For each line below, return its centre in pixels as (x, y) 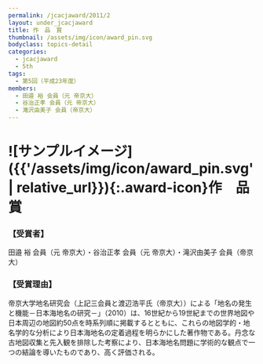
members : (22, 88)
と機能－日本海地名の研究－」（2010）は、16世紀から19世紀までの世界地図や (131, 313)
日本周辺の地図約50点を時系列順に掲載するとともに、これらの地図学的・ (126, 322)
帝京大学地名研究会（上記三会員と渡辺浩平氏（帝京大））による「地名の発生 (130, 303)
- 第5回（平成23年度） (47, 81)
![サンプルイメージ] (71, 152)
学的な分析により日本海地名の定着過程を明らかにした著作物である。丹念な (135, 332)
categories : (27, 52)
